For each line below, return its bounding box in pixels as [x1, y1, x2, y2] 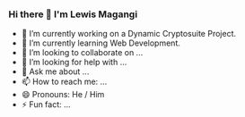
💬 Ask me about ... [21, 66, 90, 77]
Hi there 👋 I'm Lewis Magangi [8, 8, 138, 21]
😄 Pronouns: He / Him [21, 89, 105, 100]
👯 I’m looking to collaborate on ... [21, 47, 144, 58]
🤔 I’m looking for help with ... [21, 57, 127, 68]
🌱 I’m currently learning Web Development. [21, 38, 180, 48]
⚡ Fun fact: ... [21, 99, 71, 110]
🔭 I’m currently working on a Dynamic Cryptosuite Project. [21, 29, 237, 39]
